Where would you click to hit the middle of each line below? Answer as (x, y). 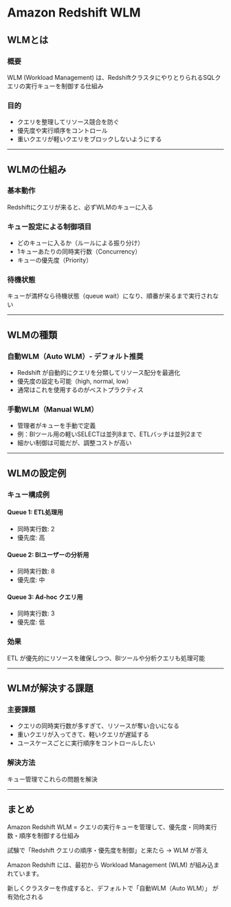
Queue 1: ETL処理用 (35, 512)
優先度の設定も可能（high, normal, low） (75, 381)
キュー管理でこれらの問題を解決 (52, 779)
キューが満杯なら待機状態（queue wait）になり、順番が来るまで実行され (110, 296)
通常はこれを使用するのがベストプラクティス (80, 390)
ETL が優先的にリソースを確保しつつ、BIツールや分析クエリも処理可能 (106, 658)
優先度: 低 (31, 622)
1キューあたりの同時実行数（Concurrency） (79, 252)
